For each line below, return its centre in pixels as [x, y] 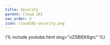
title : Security [22, 10]
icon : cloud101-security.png [35, 23]
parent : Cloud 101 [24, 14]
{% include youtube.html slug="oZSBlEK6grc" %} [55, 37]
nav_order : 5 [18, 19]
